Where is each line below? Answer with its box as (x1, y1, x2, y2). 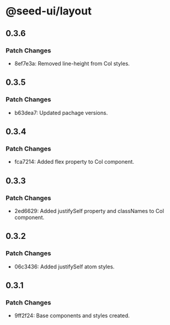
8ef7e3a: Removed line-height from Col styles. (14, 60, 130, 67)
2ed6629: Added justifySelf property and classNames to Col (14, 207, 165, 214)
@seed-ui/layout (5, 4, 92, 18)
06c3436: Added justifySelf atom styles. (14, 263, 115, 270)
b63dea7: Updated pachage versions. (14, 109, 108, 116)
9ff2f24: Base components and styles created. (14, 312, 130, 320)
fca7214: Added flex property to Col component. (14, 158, 135, 166)
